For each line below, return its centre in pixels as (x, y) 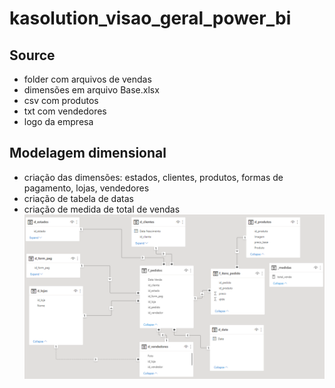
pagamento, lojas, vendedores (86, 188)
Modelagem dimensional (88, 153)
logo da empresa (58, 121)
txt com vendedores (65, 111)
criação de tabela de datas (78, 198)
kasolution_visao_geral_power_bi (150, 18)
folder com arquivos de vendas (87, 79)
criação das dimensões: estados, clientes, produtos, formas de (153, 177)
